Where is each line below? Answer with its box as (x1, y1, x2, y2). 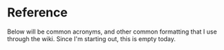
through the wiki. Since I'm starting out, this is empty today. (7, 34, 176, 42)
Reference (7, 5, 68, 21)
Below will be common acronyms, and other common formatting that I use (7, 27, 217, 36)
